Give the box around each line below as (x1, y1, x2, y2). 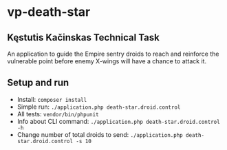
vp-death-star (7, 4, 91, 20)
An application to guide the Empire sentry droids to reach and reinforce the (7, 50, 219, 58)
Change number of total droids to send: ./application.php (17, 130, 184, 138)
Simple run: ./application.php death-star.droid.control (17, 103, 181, 111)
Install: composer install (17, 95, 87, 103)
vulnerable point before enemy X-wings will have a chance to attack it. (7, 57, 207, 65)
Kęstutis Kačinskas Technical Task (7, 32, 160, 43)
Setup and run (7, 77, 69, 89)
